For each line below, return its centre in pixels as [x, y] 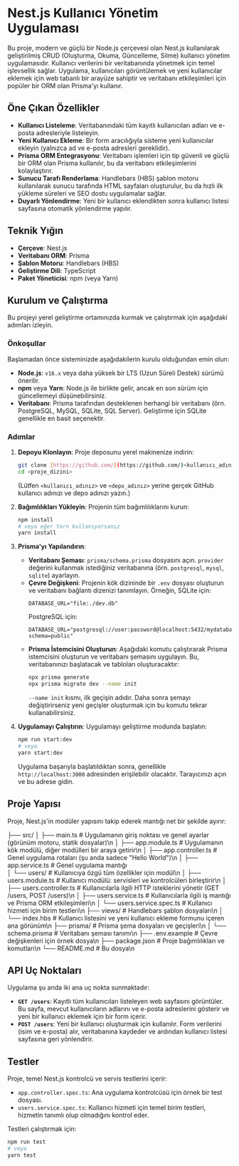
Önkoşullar [27, 344]
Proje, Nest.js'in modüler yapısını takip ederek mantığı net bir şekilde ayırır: [117, 821]
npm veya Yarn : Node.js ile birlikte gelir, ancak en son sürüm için [113, 388]
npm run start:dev [45, 740]
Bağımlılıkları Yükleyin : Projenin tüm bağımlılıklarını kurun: [103, 507]
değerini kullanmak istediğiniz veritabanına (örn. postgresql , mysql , [126, 568]
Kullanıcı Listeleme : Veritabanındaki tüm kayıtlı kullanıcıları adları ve [117, 125]
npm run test [27, 1142]
